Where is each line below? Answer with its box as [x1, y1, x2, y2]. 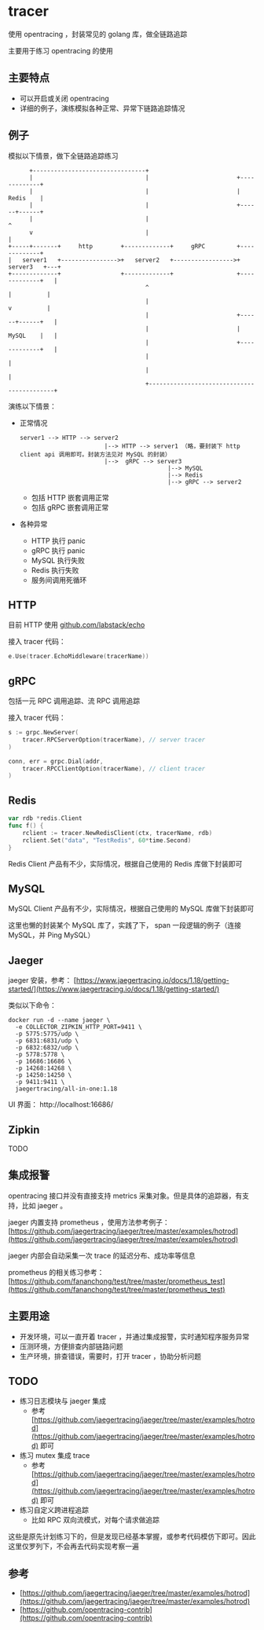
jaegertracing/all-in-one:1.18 [15, 1085, 118, 1093]
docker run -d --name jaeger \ [8, 1016, 111, 1024]
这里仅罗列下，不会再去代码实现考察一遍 [8, 1542, 139, 1551]
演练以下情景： [8, 401, 57, 411]
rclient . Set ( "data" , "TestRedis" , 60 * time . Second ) [22, 836, 192, 844]
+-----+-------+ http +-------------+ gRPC [8, 242, 206, 250]
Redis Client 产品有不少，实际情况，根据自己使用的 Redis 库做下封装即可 [8, 859, 243, 868]
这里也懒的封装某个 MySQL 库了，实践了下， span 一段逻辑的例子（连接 [8, 921, 242, 930]
